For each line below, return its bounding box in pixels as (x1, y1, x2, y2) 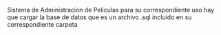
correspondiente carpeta (7, 21, 78, 28)
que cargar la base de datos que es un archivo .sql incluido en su (7, 13, 192, 21)
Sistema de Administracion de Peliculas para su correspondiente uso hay (7, 6, 215, 14)
